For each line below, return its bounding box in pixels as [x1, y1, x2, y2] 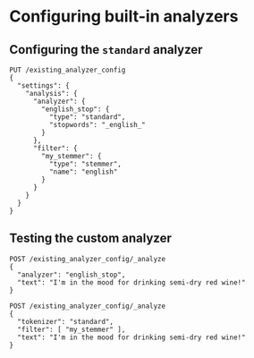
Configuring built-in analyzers [9, 6, 239, 27]
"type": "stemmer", [48, 159, 123, 168]
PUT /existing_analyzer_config [9, 65, 126, 74]
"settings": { [17, 81, 70, 90]
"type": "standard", [48, 113, 126, 122]
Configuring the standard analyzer [9, 42, 203, 57]
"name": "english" [48, 167, 118, 176]
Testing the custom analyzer [9, 231, 173, 246]
